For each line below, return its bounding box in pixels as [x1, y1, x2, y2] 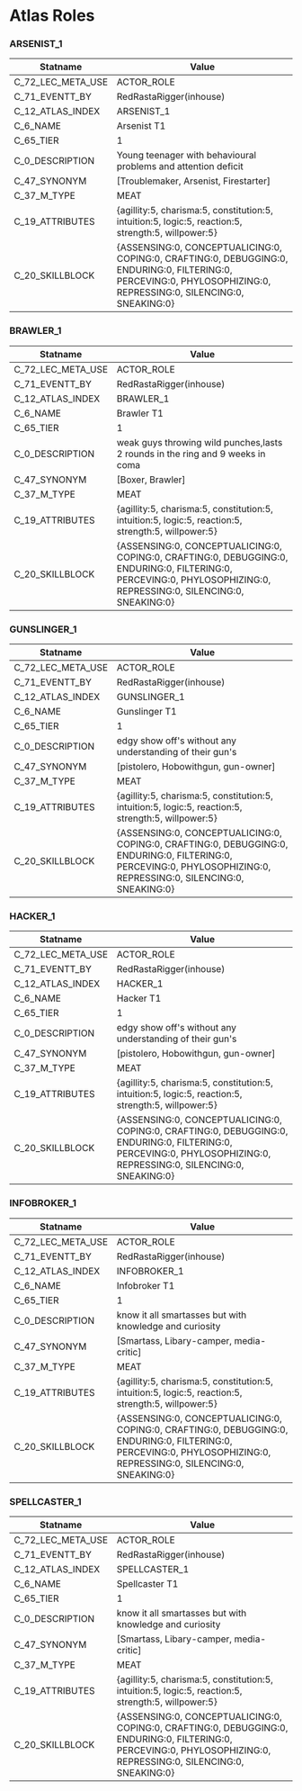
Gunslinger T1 [116, 706, 177, 718]
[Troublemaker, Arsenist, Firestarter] [116, 175, 271, 187]
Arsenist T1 [116, 120, 166, 132]
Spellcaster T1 [116, 1577, 179, 1589]
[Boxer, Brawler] [116, 473, 186, 486]
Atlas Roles [9, 5, 95, 26]
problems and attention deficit [116, 160, 244, 173]
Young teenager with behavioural [116, 149, 257, 162]
